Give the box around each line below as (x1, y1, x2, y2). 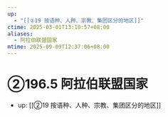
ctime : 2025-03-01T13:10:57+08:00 (7, 23, 110, 30)
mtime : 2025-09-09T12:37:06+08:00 (7, 43, 110, 50)
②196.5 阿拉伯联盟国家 (7, 76, 148, 92)
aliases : (7, 30, 33, 38)
